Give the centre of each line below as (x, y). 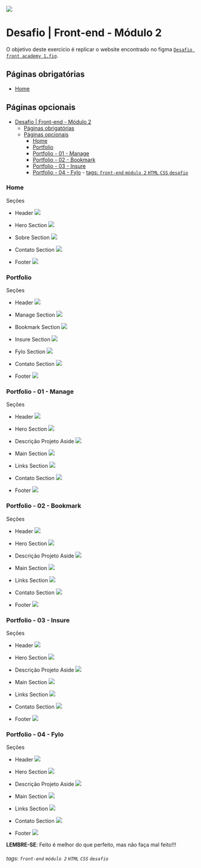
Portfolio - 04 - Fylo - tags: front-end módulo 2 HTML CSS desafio (110, 172)
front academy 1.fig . (32, 55)
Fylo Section (30, 352)
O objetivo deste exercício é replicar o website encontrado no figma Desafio (99, 49)
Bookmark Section (37, 327)
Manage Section (35, 315)
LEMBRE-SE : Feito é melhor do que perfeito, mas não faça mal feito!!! (91, 845)
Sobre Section (32, 237)
